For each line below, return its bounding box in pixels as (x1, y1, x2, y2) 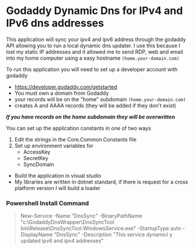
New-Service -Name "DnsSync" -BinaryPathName (20, 212, 143, 220)
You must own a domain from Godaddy (14, 89, 109, 96)
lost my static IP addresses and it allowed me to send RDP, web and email (6, 48, 183, 55)
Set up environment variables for (14, 142, 93, 149)
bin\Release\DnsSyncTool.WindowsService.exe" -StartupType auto (20, 225, 181, 232)
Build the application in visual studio (14, 172, 102, 179)
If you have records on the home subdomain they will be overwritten (6, 113, 175, 120)
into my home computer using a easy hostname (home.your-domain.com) (6, 54, 180, 61)
